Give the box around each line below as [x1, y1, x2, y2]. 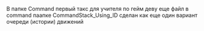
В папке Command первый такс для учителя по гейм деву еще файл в [6, 5, 189, 12]
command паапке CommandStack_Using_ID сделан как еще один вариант [6, 12, 198, 19]
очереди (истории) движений [6, 18, 84, 25]
